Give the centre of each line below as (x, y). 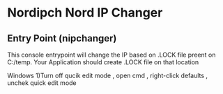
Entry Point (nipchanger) (62, 38)
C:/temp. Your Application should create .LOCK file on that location (103, 62)
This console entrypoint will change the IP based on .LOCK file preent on (111, 55)
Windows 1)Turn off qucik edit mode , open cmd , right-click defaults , (107, 75)
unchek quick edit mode (42, 83)
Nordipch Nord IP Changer (85, 13)
